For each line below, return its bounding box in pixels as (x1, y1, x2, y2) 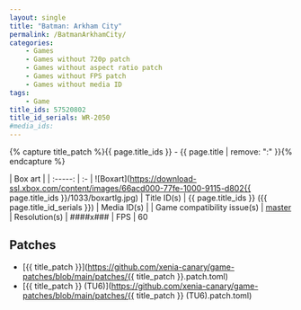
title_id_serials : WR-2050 (9, 113, 111, 122)
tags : (9, 88, 30, 97)
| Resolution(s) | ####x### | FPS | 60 (9, 212, 148, 222)
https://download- (129, 173, 198, 184)
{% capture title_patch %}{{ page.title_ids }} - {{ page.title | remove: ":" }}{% (9, 146, 293, 157)
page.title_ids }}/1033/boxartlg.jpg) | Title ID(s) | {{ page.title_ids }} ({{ (9, 192, 268, 203)
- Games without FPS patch (25, 72, 127, 81)
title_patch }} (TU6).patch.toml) (136, 289, 252, 301)
